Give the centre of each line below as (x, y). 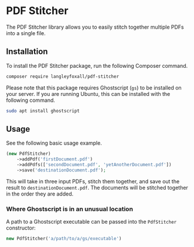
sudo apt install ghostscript (43, 111)
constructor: (21, 228)
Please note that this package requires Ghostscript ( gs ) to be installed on (94, 88)
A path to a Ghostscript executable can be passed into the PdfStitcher (91, 222)
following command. (31, 100)
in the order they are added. (40, 194)
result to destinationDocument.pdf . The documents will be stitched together (97, 187)
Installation (27, 52)
